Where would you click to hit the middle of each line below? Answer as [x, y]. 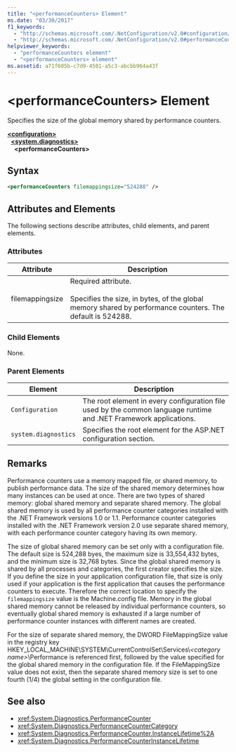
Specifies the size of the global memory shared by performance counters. [114, 120]
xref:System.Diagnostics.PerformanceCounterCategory [98, 726]
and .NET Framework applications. [139, 418]
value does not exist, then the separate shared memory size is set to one [112, 672]
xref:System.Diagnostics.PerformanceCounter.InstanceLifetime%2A [116, 733]
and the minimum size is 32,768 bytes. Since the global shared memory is [114, 561]
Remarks [27, 464]
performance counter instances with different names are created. [102, 621]
